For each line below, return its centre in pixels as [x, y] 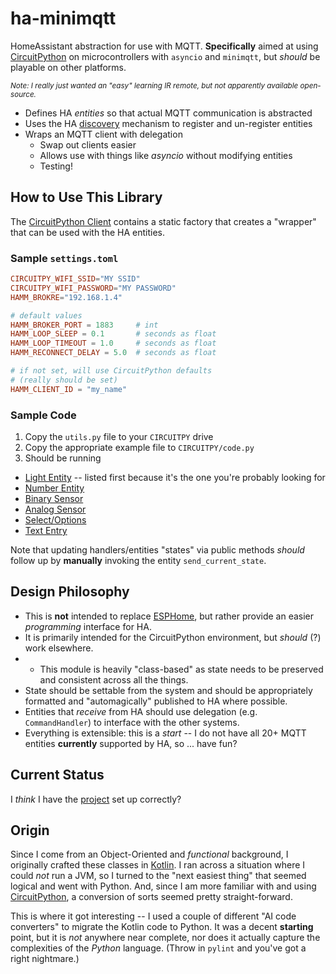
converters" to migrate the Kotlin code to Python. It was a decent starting [162, 927]
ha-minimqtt [63, 18]
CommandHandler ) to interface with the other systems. [132, 722]
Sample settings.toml [64, 258]
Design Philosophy [70, 592]
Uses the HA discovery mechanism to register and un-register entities [168, 123]
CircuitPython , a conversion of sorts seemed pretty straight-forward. [151, 897]
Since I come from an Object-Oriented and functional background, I [149, 854]
